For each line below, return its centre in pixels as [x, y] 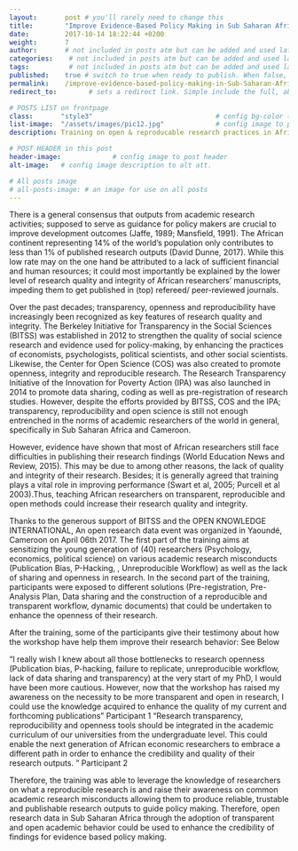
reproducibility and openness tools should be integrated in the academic [141, 726]
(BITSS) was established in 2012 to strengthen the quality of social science [146, 336]
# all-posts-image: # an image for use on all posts [109, 189]
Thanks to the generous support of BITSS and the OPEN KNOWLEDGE [137, 521]
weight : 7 [39, 42]
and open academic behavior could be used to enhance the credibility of [142, 828]
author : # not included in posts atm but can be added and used [142, 51]
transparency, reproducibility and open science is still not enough [129, 411]
